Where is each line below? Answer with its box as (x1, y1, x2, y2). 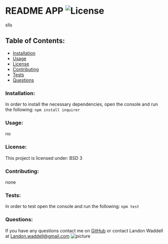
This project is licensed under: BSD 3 (5, 155, 82, 161)
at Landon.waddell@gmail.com (5, 233, 70, 239)
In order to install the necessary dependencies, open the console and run (5, 101, 158, 108)
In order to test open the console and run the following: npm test (5, 203, 140, 210)
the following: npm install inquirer (5, 107, 80, 113)
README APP (5, 5, 64, 17)
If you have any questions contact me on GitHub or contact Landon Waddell (5, 227, 163, 233)
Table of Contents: (5, 37, 65, 45)
